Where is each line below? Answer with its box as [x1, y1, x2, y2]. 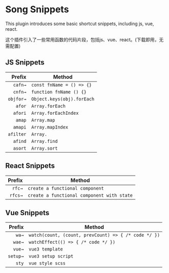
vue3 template [29, 246, 63, 252]
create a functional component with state [28, 192, 133, 198]
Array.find [31, 138, 58, 144]
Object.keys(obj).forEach [31, 96, 95, 102]
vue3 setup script [29, 254, 74, 259]
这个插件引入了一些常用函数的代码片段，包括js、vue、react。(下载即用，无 [5, 36, 164, 43]
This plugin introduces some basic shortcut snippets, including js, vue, [5, 20, 155, 27]
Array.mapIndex [31, 124, 68, 130]
